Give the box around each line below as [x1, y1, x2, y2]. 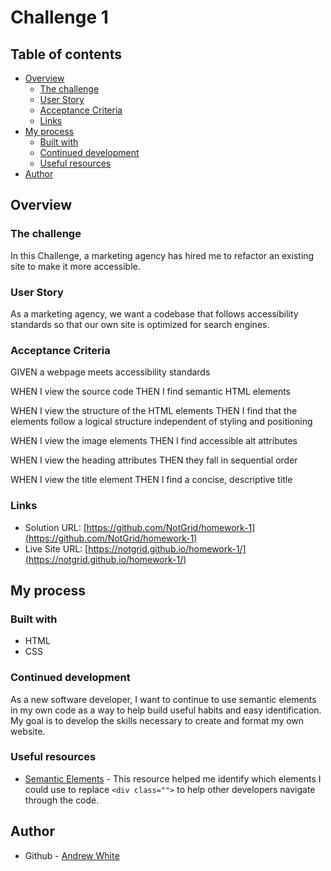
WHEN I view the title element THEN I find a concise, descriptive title [10, 474, 293, 486]
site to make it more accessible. [10, 260, 141, 272]
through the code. [24, 794, 100, 806]
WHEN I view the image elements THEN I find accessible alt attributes [10, 435, 298, 447]
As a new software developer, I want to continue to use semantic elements [10, 693, 317, 705]
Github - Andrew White [24, 849, 120, 861]
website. [10, 725, 46, 737]
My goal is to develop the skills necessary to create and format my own [10, 714, 305, 726]
